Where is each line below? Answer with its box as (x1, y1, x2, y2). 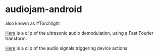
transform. (5, 35, 27, 41)
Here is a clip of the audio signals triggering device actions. (5, 45, 129, 51)
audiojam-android (5, 4, 82, 15)
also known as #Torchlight (5, 20, 60, 26)
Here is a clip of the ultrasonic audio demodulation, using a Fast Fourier (5, 30, 154, 36)
